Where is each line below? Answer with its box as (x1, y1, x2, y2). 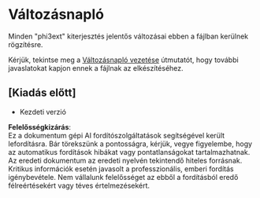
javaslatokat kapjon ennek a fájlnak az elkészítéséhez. (8, 63, 184, 72)
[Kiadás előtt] (8, 86, 76, 100)
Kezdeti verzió (19, 107, 67, 116)
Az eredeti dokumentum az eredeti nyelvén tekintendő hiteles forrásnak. (8, 156, 243, 165)
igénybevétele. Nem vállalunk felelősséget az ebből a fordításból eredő (8, 172, 239, 181)
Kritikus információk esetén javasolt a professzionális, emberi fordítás (8, 163, 234, 174)
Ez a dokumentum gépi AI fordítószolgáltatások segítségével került (8, 130, 225, 140)
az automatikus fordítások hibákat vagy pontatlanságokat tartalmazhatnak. (8, 147, 251, 156)
